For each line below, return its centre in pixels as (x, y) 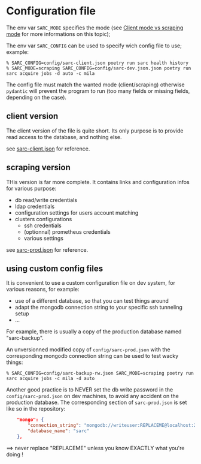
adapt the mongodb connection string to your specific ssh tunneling (98, 308)
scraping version (38, 168)
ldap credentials (35, 206)
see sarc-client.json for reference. (48, 149)
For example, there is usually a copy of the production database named (94, 332)
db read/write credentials (46, 200)
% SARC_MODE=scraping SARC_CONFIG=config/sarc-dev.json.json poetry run (99, 68)
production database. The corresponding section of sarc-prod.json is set (97, 402)
